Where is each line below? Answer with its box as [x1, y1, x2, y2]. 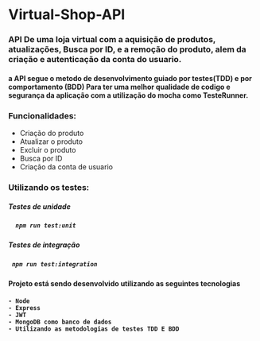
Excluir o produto [19, 145, 76, 154]
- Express [8, 304, 41, 312]
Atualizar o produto [19, 137, 83, 146]
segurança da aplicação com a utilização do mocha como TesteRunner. [8, 90, 249, 100]
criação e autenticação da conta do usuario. [8, 54, 182, 65]
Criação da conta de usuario [19, 162, 114, 172]
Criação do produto [19, 129, 84, 138]
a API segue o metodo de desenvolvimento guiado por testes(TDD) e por [8, 73, 252, 83]
